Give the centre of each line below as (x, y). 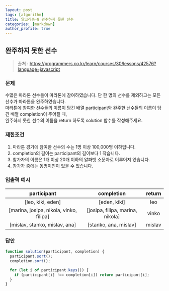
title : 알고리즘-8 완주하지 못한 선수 (39, 19)
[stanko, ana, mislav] (112, 224)
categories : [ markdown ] (30, 24)
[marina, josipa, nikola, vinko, (43, 210)
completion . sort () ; (30, 261)
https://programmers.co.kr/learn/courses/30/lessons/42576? (93, 63)
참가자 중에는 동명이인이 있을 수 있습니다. (53, 166)
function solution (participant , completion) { (55, 252)
